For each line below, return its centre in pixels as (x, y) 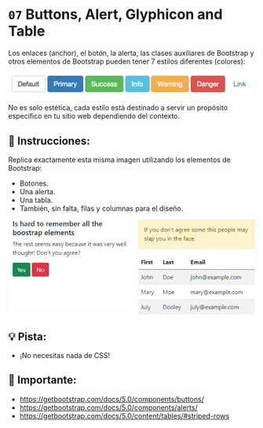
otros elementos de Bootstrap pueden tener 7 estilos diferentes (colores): (127, 61)
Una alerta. (37, 192)
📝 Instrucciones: (49, 140)
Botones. (34, 183)
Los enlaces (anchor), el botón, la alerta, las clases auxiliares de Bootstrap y (131, 53)
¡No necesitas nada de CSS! (65, 355)
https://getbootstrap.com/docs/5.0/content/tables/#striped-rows (124, 415)
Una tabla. (36, 200)
